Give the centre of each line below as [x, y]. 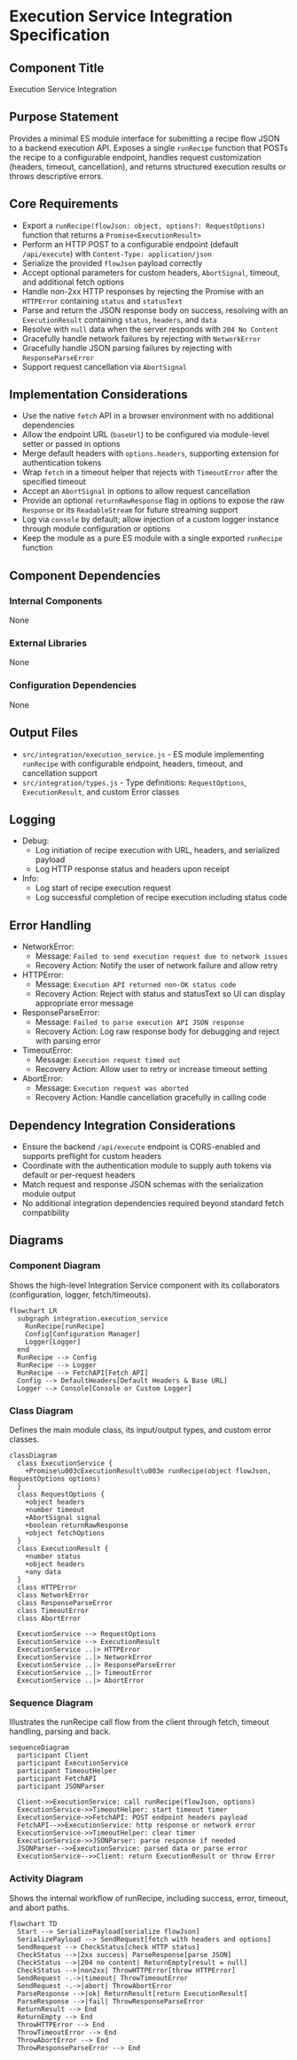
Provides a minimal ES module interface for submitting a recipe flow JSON [145, 138]
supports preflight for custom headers [92, 1155]
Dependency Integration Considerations [123, 1125]
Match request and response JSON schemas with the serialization [143, 1184]
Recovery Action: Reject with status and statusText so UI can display [160, 994]
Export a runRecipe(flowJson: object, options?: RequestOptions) [144, 225]
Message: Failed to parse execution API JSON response [140, 1022]
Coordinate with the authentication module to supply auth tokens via [147, 1165]
